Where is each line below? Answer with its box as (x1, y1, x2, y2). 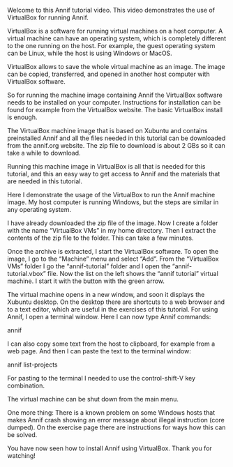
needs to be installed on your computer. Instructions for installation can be (7, 98, 221, 107)
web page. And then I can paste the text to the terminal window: (7, 347, 192, 355)
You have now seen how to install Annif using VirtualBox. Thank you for (7, 444, 213, 452)
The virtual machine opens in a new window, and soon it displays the (7, 291, 205, 298)
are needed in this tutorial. (7, 177, 82, 185)
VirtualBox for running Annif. (7, 13, 89, 22)
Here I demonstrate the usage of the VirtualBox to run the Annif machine (7, 191, 216, 199)
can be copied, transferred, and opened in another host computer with (7, 70, 211, 78)
